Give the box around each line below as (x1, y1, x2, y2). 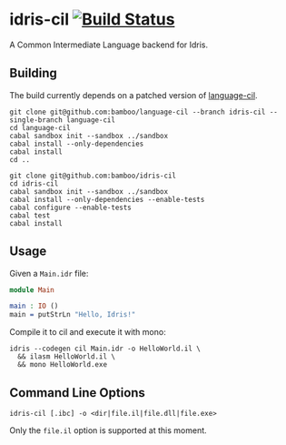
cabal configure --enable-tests (9, 203, 132, 212)
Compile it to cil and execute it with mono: (9, 327, 166, 338)
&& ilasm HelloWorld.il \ (17, 352, 116, 361)
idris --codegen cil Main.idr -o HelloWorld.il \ (9, 344, 202, 354)
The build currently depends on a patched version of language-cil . (9, 89, 258, 100)
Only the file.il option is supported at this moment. (9, 425, 207, 436)
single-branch (9, 115, 64, 125)
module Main (9, 285, 54, 295)
